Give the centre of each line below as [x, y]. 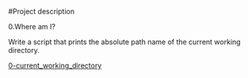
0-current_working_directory [55, 65]
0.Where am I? [32, 26]
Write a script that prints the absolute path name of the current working [124, 42]
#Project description [42, 11]
